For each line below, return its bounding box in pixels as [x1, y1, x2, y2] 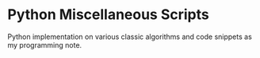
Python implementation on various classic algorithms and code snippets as [7, 32, 253, 41]
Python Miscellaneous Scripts [7, 6, 209, 24]
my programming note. [7, 40, 82, 49]
